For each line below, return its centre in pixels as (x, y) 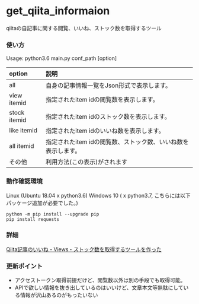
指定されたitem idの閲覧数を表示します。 (102, 100)
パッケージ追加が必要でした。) (42, 202)
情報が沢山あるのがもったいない (59, 295)
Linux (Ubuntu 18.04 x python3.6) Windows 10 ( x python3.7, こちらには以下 (98, 195)
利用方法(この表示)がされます (86, 162)
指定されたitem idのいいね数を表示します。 (105, 131)
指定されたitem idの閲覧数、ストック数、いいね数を (117, 142)
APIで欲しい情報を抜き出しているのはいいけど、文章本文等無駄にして (99, 288)
